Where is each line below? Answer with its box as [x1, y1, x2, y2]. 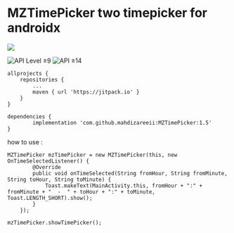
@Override [32, 163, 61, 170]
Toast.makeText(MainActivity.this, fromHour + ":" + [44, 182, 202, 189]
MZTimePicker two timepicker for [7, 5, 207, 21]
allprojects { [7, 70, 49, 77]
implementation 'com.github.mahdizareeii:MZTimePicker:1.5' [32, 119, 212, 126]
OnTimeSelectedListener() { [7, 157, 90, 165]
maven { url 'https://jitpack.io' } [32, 88, 140, 96]
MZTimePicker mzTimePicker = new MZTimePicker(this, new [7, 151, 178, 158]
